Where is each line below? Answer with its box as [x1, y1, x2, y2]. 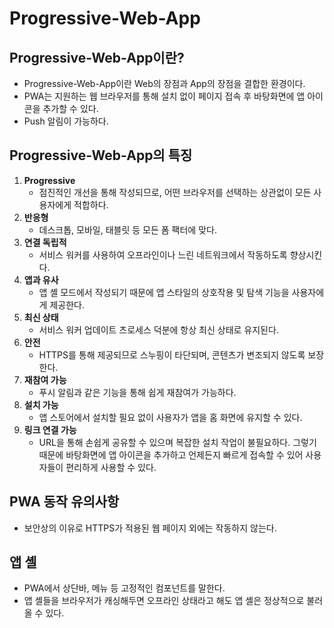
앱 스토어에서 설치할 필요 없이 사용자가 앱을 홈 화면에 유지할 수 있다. [38, 411, 303, 423]
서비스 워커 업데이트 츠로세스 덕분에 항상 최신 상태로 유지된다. [38, 323, 279, 336]
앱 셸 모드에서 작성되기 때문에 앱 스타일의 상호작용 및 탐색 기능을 [38, 286, 290, 298]
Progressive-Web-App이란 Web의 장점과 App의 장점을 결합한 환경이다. [23, 78, 306, 89]
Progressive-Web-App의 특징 [9, 147, 193, 164]
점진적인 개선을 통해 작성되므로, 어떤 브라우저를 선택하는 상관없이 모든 [38, 186, 312, 198]
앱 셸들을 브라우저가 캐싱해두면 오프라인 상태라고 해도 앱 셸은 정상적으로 [23, 595, 305, 607]
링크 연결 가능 [23, 423, 77, 436]
